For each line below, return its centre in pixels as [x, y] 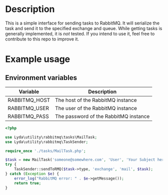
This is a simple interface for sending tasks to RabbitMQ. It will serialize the [82, 23]
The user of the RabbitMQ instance [96, 108]
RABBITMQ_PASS [28, 116]
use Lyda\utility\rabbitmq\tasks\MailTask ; [51, 137]
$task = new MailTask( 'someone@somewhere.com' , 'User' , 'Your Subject [80, 160]
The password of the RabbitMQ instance [102, 116]
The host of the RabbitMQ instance [96, 100]
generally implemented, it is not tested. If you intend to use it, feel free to [80, 33]
